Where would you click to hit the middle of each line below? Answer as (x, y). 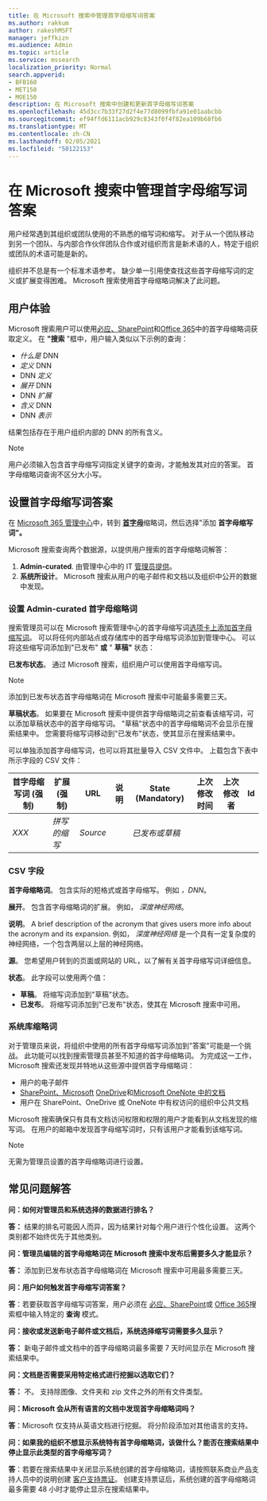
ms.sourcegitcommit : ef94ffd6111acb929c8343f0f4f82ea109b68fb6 (115, 119)
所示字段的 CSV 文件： (45, 760)
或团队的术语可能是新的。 (50, 254)
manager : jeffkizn (39, 38)
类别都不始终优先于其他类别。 (57, 1236)
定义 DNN (35, 366)
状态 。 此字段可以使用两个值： (58, 977)
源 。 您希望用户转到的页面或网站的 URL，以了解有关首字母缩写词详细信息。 (132, 960)
